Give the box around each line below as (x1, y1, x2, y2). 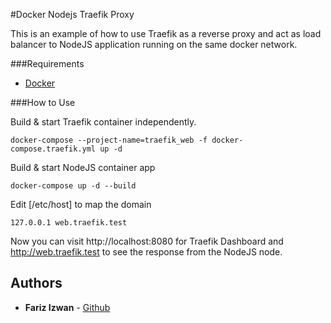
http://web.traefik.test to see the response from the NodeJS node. (10, 246, 283, 258)
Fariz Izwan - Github (24, 301, 111, 313)
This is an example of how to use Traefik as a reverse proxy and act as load (10, 28, 322, 39)
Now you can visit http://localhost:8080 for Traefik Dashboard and (10, 235, 284, 247)
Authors (10, 275, 63, 292)
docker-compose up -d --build (10, 181, 137, 191)
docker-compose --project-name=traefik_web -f (10, 135, 208, 145)
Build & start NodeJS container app (10, 162, 156, 173)
